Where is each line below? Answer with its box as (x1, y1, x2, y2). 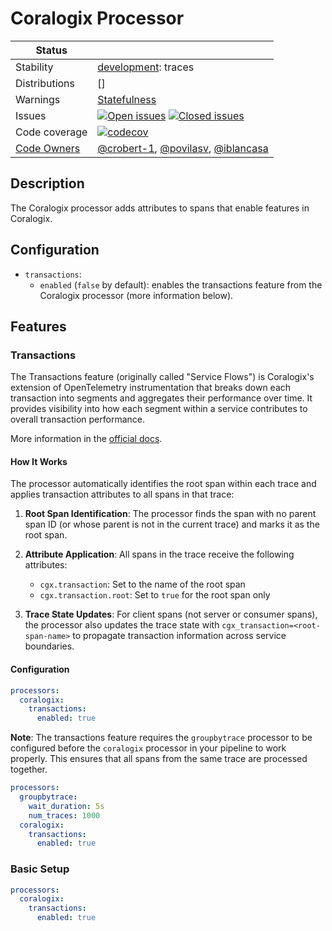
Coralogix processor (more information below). (39, 289, 234, 301)
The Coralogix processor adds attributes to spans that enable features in (10, 202, 310, 214)
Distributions (15, 76, 76, 90)
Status (35, 43, 68, 57)
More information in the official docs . (10, 433, 163, 445)
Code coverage (15, 125, 88, 139)
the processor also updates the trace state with (24, 619, 220, 631)
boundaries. (24, 640, 75, 652)
